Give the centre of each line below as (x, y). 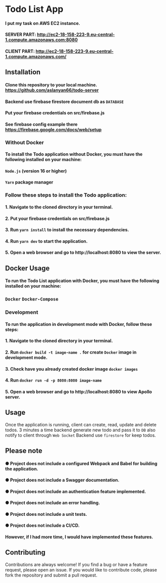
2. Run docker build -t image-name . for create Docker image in (71, 352)
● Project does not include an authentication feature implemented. (76, 491)
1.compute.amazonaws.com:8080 (41, 40)
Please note (24, 450)
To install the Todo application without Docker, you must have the (74, 154)
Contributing (25, 552)
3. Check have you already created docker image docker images (71, 369)
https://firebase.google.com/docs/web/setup (53, 129)
